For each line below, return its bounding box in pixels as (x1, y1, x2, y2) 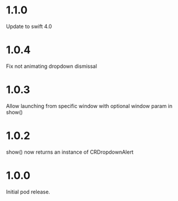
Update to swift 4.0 (6, 23, 53, 30)
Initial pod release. (6, 188, 51, 195)
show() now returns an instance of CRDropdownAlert (6, 148, 134, 155)
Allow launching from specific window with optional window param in (6, 102, 173, 109)
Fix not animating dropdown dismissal (6, 63, 97, 70)
